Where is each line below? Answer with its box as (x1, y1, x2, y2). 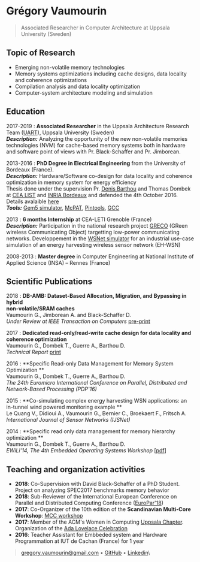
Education (6, 107, 46, 117)
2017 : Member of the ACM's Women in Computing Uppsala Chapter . (14, 518, 184, 525)
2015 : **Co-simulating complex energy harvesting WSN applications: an (6, 397, 187, 404)
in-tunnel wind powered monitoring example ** (6, 403, 122, 411)
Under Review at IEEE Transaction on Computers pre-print (6, 318, 151, 325)
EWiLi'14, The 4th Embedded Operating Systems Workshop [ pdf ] (6, 447, 166, 454)
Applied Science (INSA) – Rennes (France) (6, 259, 111, 266)
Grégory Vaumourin (6, 4, 107, 18)
